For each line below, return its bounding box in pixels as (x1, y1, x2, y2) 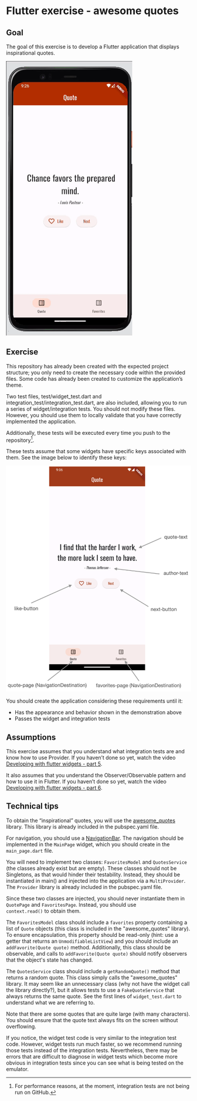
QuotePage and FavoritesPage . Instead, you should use (6, 901, 137, 908)
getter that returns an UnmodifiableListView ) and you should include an (6, 937, 179, 944)
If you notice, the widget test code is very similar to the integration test (6, 1034, 177, 1041)
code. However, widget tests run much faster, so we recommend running (6, 1040, 182, 1047)
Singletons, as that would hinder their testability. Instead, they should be (6, 871, 181, 878)
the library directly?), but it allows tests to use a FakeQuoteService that (6, 986, 175, 993)
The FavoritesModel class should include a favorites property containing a (6, 919, 188, 926)
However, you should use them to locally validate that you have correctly (6, 411, 182, 418)
